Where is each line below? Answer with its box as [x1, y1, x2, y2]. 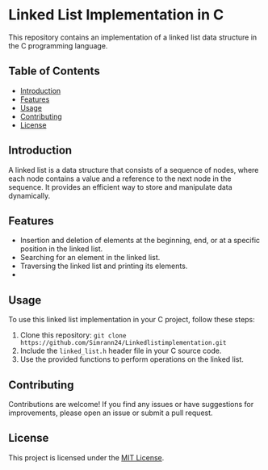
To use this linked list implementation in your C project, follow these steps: [8, 315, 256, 325]
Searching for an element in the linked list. [19, 253, 161, 262]
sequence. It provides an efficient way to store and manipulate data [8, 182, 232, 191]
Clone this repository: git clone [19, 330, 127, 340]
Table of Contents [8, 65, 101, 78]
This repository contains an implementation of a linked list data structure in [8, 32, 258, 42]
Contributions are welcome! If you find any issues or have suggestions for [8, 400, 254, 409]
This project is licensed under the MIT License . [8, 452, 165, 462]
